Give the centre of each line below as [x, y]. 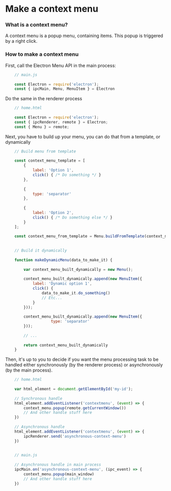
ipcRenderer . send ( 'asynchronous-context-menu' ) [75, 436]
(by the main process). [29, 370]
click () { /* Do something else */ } [73, 217]
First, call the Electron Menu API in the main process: [61, 65]
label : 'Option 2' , [53, 213]
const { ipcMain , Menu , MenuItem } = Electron [65, 89]
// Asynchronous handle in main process [58, 465]
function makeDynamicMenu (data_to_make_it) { [64, 260]
